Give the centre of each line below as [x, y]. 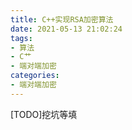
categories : [35, 76]
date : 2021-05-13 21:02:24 [66, 29]
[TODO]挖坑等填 [44, 114]
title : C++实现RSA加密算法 [62, 19]
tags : [21, 38]
